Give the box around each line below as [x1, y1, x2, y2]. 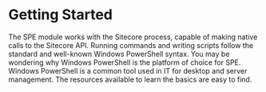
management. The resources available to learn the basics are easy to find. [8, 74, 252, 84]
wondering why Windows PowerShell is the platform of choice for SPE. [8, 58, 241, 67]
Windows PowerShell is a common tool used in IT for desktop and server [8, 66, 248, 75]
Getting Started [8, 6, 113, 24]
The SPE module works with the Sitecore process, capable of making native [8, 32, 258, 42]
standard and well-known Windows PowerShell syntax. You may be [8, 49, 230, 58]
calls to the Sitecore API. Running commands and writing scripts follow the [8, 40, 254, 50]
